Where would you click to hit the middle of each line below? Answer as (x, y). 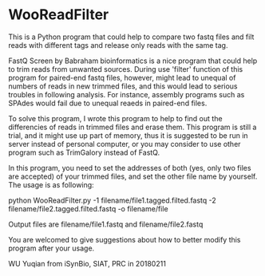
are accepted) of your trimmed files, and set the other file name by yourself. (133, 176)
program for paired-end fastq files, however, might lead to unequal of (122, 77)
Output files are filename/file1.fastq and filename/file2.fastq (106, 224)
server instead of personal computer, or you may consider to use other (125, 144)
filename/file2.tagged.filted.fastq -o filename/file (89, 208)
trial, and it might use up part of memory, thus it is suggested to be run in (129, 135)
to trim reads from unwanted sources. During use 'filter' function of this (126, 69)
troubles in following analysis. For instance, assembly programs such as (127, 94)
